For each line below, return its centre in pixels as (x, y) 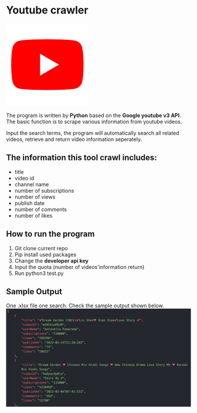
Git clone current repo (41, 248)
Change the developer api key (52, 261)
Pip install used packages (45, 254)
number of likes (33, 216)
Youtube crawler (47, 10)
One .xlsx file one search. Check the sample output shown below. (85, 305)
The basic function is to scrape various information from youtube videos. (94, 122)
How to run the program (50, 234)
